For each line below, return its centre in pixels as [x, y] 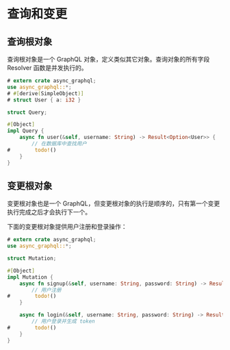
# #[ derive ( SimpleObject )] [46, 93]
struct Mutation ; [32, 259]
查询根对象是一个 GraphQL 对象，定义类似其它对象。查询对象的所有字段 [108, 59]
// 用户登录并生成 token [63, 322]
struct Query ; [27, 112]
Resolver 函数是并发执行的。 [47, 68]
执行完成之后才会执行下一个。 [49, 212]
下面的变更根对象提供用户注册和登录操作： [67, 227]
